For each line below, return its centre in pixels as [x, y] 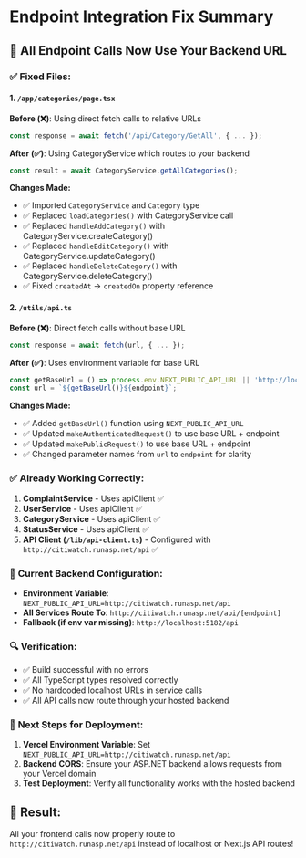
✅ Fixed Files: [40, 77]
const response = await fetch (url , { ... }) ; [97, 345]
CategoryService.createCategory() [87, 236]
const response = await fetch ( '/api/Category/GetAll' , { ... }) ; [136, 136]
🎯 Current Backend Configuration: [86, 573]
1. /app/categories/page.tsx [62, 99]
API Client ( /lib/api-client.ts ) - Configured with [117, 539]
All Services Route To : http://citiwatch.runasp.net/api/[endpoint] [152, 612]
